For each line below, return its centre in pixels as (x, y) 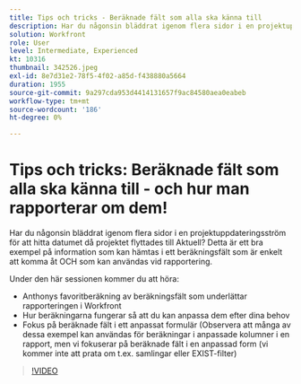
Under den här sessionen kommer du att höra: (94, 279)
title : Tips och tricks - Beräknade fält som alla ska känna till (136, 17)
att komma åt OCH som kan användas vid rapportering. (111, 262)
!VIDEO (44, 371)
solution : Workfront (48, 34)
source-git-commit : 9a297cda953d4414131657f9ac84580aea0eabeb (128, 92)
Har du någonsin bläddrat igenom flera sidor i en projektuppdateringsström (148, 233)
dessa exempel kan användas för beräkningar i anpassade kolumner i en (156, 335)
